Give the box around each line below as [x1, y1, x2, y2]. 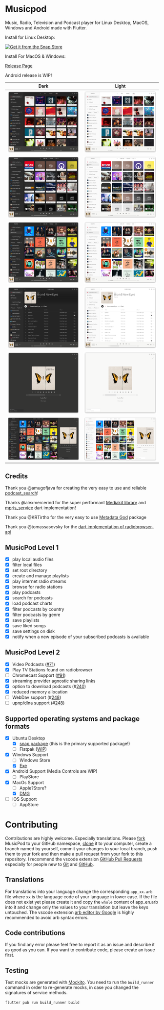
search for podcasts [12, 595, 53, 601]
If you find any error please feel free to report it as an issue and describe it [5, 942, 155, 948]
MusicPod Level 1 [5, 543, 59, 552]
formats [5, 722, 30, 731]
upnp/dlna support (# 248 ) [12, 700, 65, 706]
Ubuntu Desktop [12, 735, 45, 741]
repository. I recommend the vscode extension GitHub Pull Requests [5, 856, 143, 862]
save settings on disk [12, 628, 55, 634]
